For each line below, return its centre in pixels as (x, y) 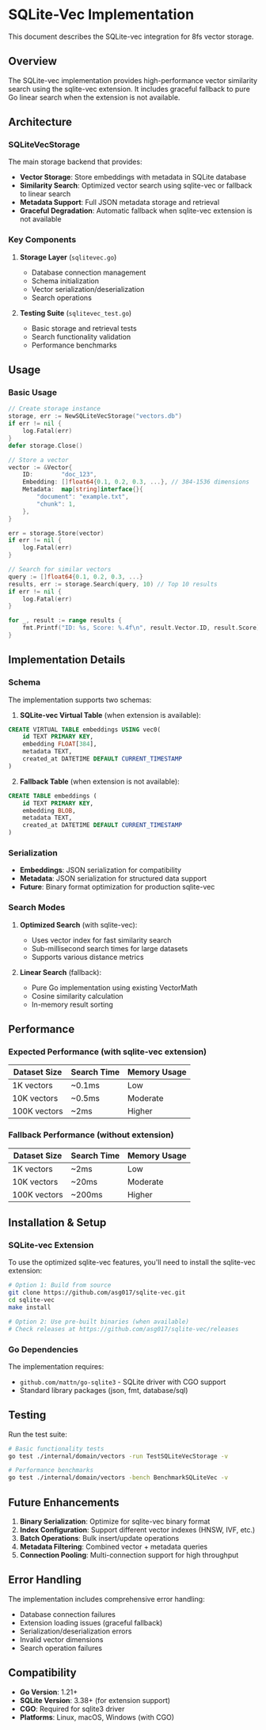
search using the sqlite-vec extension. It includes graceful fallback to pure (129, 89)
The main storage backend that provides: (75, 162)
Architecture (40, 122)
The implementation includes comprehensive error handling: (106, 1599)
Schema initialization (65, 281)
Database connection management (89, 272)
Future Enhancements (64, 1502)
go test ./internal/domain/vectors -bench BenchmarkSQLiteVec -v (118, 1478)
